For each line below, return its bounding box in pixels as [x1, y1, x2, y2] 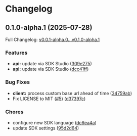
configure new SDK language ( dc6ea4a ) [12, 119, 97, 125]
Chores [5, 108, 24, 115]
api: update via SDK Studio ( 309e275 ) [12, 61, 92, 67]
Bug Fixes [5, 79, 30, 86]
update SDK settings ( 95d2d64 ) [12, 125, 79, 131]
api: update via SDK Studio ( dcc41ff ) [12, 66, 89, 72]
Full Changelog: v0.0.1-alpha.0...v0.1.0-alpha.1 [5, 36, 100, 42]
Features [5, 49, 28, 56]
